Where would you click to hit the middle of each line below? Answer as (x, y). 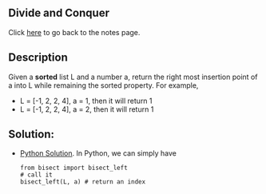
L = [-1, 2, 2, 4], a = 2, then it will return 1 (87, 109)
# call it (36, 175)
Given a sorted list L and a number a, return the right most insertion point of (133, 77)
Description (38, 58)
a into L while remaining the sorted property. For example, (103, 85)
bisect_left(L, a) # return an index (83, 182)
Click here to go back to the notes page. (74, 32)
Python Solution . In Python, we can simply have (98, 153)
